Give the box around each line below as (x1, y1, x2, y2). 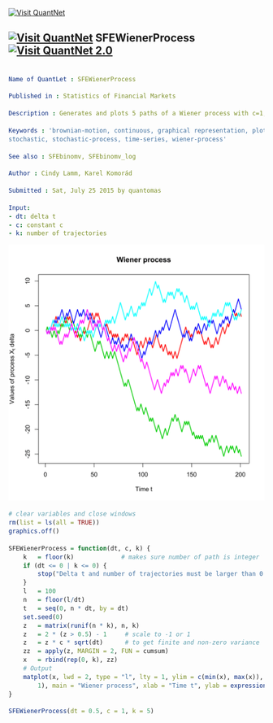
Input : (8, 203, 31, 211)
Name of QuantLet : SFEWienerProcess (8, 75, 136, 83)
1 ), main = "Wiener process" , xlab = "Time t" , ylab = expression (37, 682, 267, 690)
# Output (23, 664, 53, 673)
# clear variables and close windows (8, 510, 136, 518)
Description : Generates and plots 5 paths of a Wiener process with (8, 110, 249, 118)
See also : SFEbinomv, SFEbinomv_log (8, 152, 136, 160)
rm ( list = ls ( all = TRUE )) (8, 519, 100, 527)
